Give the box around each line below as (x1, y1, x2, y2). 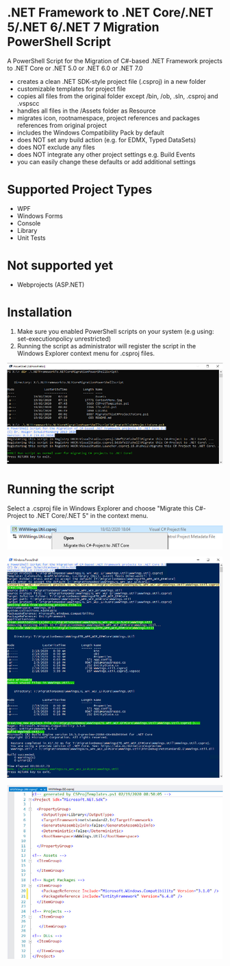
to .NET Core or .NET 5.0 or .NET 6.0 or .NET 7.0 (7, 64, 143, 72)
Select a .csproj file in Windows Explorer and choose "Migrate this (7, 504, 194, 513)
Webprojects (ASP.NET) (16, 280, 85, 289)
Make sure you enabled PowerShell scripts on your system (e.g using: (16, 327, 214, 335)
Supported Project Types (7, 182, 153, 197)
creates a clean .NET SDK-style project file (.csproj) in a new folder (16, 77, 207, 85)
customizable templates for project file (16, 85, 126, 93)
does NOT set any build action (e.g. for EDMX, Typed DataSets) (16, 135, 196, 144)
